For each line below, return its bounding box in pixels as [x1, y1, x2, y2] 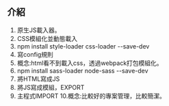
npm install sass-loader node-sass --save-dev [16, 66, 148, 75]
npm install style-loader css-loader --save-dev [16, 42, 150, 50]
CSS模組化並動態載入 [16, 34, 77, 42]
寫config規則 [16, 50, 53, 58]
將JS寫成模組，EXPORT [16, 83, 85, 91]
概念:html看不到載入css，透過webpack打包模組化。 [16, 59, 163, 67]
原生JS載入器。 [16, 26, 61, 34]
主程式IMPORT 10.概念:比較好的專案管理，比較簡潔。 [16, 92, 166, 100]
